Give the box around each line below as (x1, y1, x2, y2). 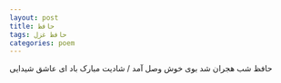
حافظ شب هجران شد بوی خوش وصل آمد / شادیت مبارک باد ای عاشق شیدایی (9, 63, 273, 74)
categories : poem (9, 38, 75, 48)
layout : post (9, 13, 59, 23)
